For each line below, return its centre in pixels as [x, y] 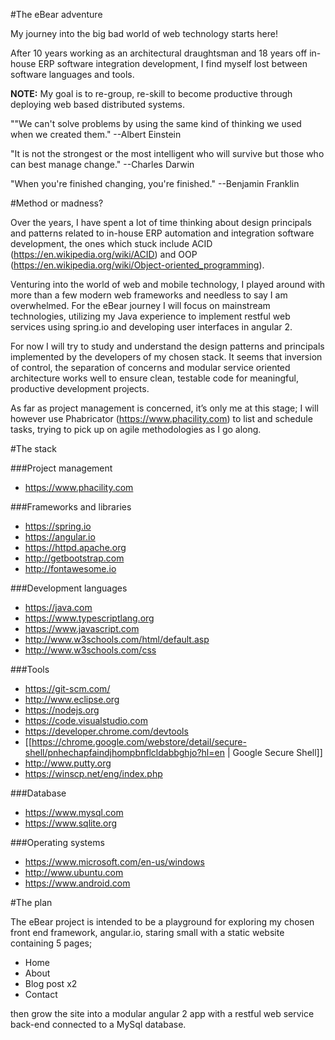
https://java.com [58, 607]
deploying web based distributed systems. [98, 104]
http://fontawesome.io [70, 568]
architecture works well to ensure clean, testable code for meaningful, [154, 378]
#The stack [33, 448]
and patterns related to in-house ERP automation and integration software [162, 233]
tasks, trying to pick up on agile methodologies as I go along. [136, 429]
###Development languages [69, 588]
